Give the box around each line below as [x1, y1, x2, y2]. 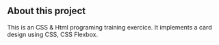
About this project [7, 5, 86, 17]
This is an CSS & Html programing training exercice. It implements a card [7, 23, 212, 31]
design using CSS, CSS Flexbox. [7, 30, 98, 38]
